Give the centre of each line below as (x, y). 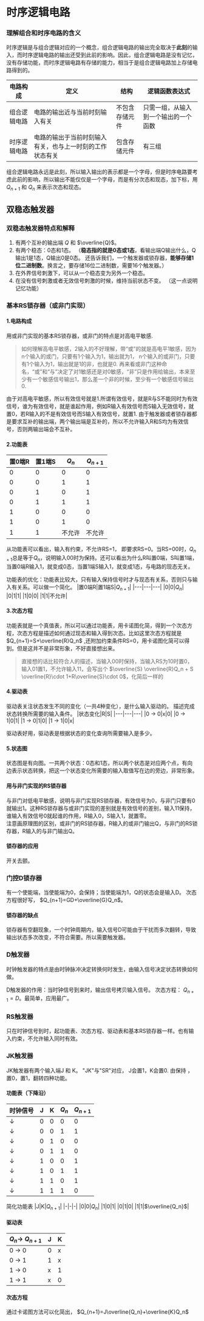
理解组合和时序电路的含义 (44, 33)
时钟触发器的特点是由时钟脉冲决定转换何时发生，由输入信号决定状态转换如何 (102, 969)
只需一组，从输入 (168, 108)
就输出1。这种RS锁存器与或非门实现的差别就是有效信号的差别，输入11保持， (101, 808)
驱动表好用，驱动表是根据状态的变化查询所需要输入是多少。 (81, 733)
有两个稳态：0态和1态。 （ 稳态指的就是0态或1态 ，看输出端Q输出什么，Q (105, 250)
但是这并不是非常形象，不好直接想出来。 (67, 648)
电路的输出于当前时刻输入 (70, 138)
